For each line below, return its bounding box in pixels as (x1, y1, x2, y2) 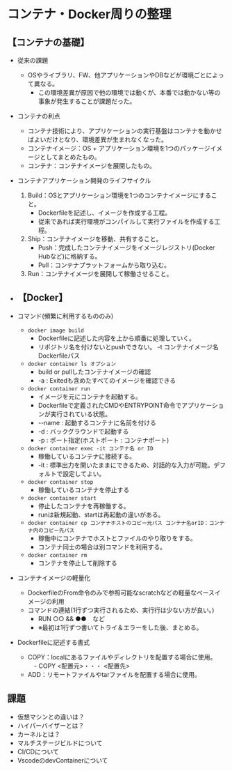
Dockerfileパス (38, 351, 81, 360)
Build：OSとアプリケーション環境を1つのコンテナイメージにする (27, 191, 212, 199)
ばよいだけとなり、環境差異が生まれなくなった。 (27, 135, 168, 144)
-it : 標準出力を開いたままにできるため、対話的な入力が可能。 (38, 461, 214, 469)
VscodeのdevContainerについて (17, 756, 108, 764)
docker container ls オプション (27, 360, 117, 367)
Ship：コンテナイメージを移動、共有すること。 (27, 235, 163, 243)
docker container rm (27, 551, 88, 558)
